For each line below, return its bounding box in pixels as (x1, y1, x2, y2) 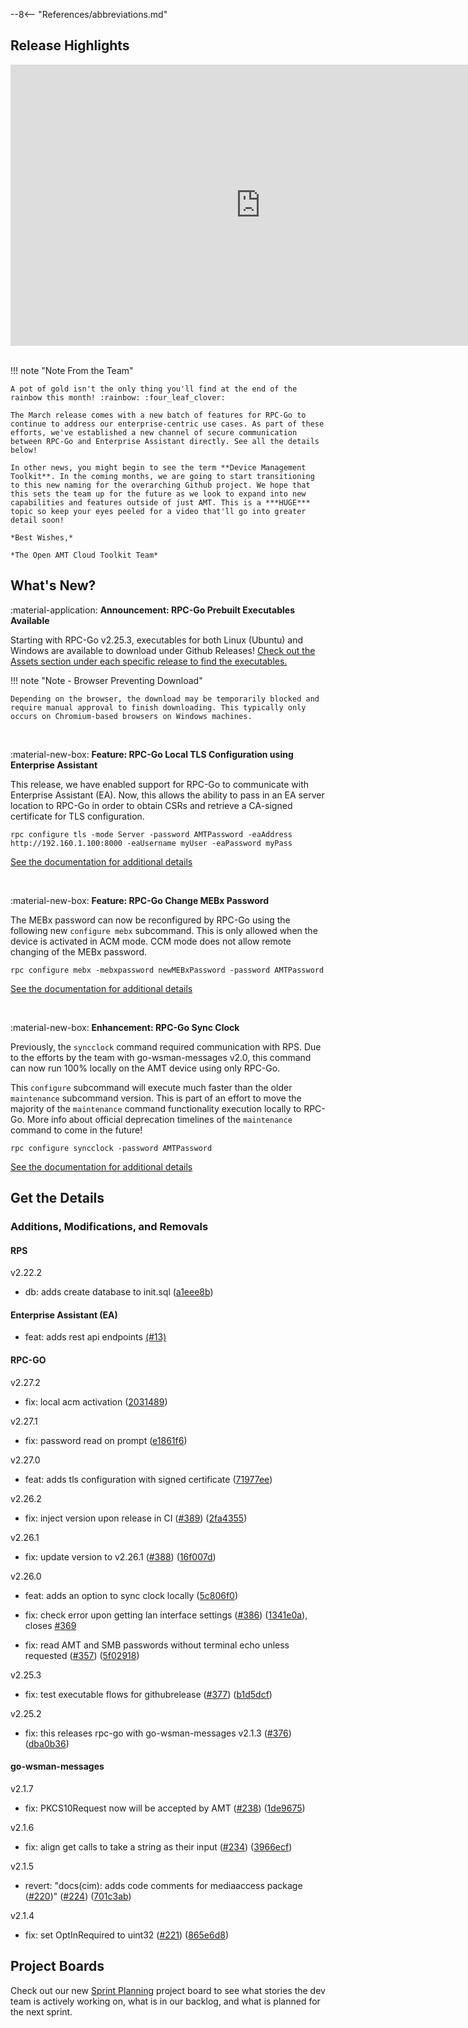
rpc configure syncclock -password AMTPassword (10, 1143, 213, 1153)
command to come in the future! (10, 1124, 143, 1136)
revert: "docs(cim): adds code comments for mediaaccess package (24, 1879, 303, 1891)
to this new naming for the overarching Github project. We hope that (10, 480, 311, 490)
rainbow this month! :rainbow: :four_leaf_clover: (10, 392, 226, 403)
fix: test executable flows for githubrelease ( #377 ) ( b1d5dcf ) (24, 1688, 273, 1700)
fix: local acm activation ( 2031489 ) (24, 1395, 168, 1408)
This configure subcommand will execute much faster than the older (10, 1081, 293, 1093)
